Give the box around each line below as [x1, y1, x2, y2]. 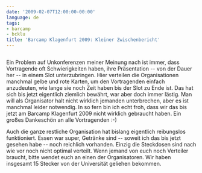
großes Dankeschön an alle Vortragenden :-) [6, 116, 118, 124]
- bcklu [6, 31, 26, 37]
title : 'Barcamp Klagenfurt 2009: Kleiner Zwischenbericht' [6, 37, 161, 43]
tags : [6, 20, 20, 26]
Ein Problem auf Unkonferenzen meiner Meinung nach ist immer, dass [6, 58, 180, 66]
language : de [6, 14, 39, 20]
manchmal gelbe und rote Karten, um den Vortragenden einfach [6, 78, 165, 85]
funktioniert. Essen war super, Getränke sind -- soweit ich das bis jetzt [6, 134, 181, 142]
